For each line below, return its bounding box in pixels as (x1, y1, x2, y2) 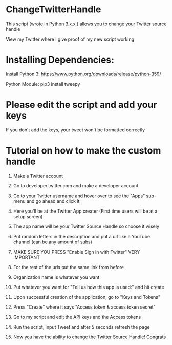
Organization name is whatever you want (13, 274, 100, 280)
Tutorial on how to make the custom (6, 145, 161, 156)
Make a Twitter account (13, 172, 63, 179)
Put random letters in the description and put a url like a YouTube (13, 233, 150, 239)
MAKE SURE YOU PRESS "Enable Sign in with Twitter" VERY (13, 248, 140, 255)
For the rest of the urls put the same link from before (13, 264, 124, 270)
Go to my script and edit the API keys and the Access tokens (13, 314, 141, 320)
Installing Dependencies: (6, 54, 115, 66)
